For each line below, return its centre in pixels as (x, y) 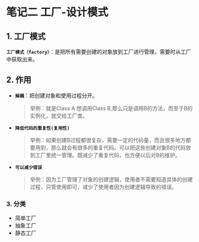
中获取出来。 (22, 59)
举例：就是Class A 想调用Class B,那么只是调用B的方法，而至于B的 (111, 108)
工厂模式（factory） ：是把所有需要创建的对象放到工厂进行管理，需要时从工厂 (99, 52)
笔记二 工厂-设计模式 (57, 12)
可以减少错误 (28, 167)
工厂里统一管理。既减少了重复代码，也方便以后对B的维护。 (108, 155)
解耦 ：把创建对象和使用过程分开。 (56, 95)
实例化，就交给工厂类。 (59, 116)
